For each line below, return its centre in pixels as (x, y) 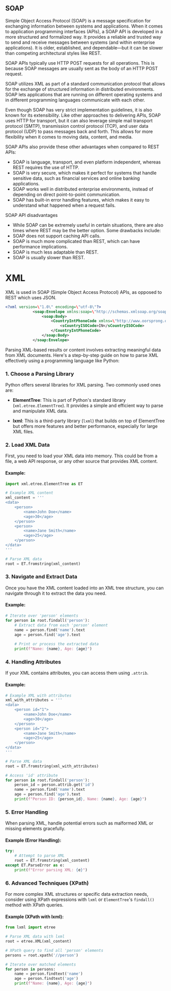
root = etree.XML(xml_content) (38, 942)
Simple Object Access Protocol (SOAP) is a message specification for (78, 20)
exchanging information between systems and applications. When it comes (84, 26)
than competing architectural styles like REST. (53, 53)
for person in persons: (31, 969)
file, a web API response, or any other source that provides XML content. (82, 461)
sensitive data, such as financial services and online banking (76, 178)
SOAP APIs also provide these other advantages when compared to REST (82, 147)
